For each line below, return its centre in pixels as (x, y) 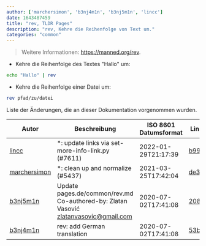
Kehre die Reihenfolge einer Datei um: (63, 87)
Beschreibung (95, 129)
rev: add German (81, 226)
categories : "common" (34, 35)
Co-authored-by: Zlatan (92, 201)
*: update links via (83, 143)
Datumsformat (161, 132)
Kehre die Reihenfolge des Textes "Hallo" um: (73, 64)
